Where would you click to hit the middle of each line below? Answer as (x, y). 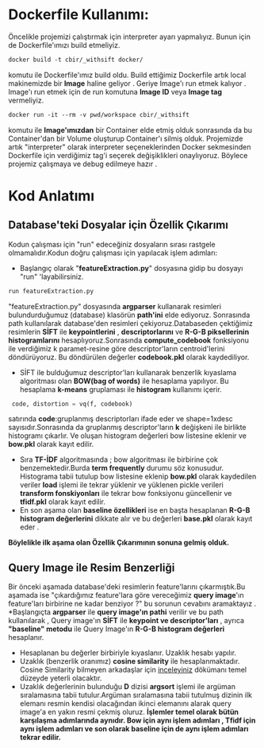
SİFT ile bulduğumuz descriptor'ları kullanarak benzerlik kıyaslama (128, 372)
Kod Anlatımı (52, 196)
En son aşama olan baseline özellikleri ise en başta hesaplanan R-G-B (135, 510)
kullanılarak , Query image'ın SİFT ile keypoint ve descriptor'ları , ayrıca (126, 621)
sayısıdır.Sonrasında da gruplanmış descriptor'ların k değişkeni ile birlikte (128, 428)
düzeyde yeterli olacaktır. (61, 678)
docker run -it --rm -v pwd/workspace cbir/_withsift (99, 114)
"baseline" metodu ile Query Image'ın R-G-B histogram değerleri (116, 629)
